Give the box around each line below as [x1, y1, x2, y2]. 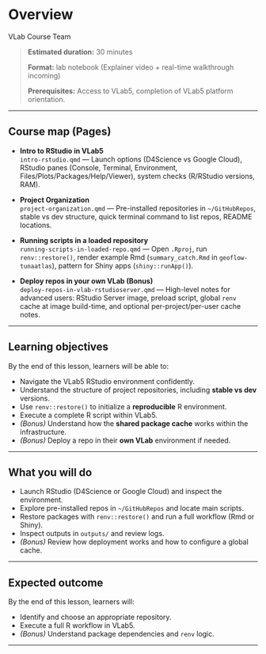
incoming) [27, 70, 61, 80]
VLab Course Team [8, 32, 71, 41]
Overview [8, 6, 74, 24]
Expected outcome [8, 576, 104, 589]
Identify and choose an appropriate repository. [19, 612, 172, 622]
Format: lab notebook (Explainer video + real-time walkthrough [27, 62, 234, 72]
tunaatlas [19, 262, 53, 270]
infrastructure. [19, 427, 67, 436]
